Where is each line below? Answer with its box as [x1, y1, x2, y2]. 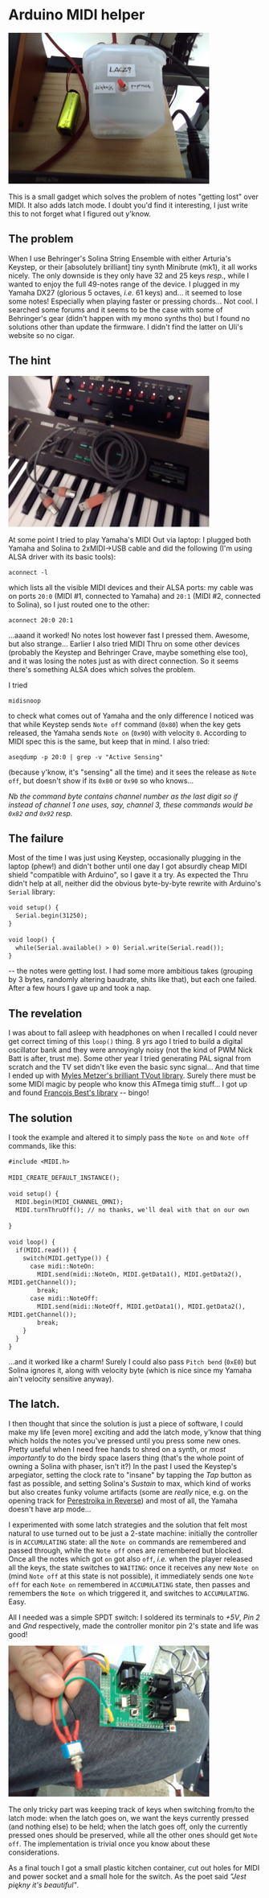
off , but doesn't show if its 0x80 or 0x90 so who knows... [8, 775, 194, 786]
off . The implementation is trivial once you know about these [8, 1838, 210, 1848]
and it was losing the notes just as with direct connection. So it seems [8, 656, 239, 666]
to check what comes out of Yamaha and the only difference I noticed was [8, 711, 255, 720]
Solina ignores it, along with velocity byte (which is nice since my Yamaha [8, 1366, 252, 1375]
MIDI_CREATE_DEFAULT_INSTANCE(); [8, 1174, 120, 1182]
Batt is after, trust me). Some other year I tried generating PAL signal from [8, 1054, 251, 1063]
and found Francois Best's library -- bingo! [8, 1088, 149, 1098]
